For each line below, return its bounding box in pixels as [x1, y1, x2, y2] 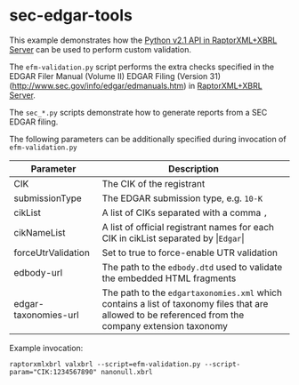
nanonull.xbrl [101, 367, 153, 376]
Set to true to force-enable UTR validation [101, 246, 279, 259]
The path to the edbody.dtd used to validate [101, 261, 283, 273]
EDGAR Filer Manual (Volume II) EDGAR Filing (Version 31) [9, 70, 221, 81]
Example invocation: [9, 342, 84, 353]
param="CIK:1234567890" [9, 367, 98, 376]
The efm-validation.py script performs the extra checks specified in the [9, 61, 275, 72]
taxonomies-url [13, 309, 79, 321]
